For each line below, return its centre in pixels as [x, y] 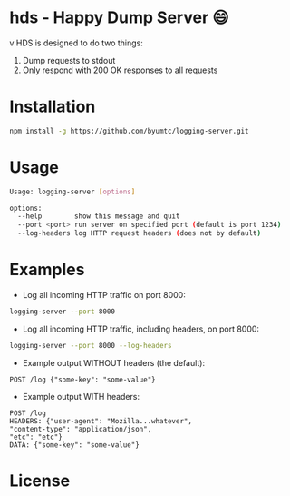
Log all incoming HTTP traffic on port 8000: [104, 295]
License [40, 481]
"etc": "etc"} [36, 437]
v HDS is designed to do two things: [76, 43]
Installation [53, 107]
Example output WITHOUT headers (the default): [114, 362]
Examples [47, 270]
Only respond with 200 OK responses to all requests [120, 70]
